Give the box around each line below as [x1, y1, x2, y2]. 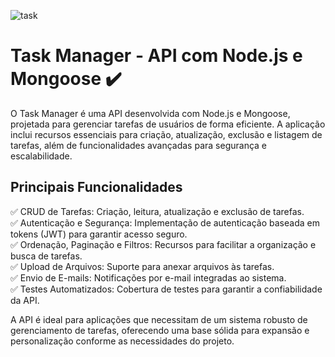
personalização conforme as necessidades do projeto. [10, 335, 235, 347]
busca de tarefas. [10, 250, 83, 262]
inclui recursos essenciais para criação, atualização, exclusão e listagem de [10, 128, 323, 140]
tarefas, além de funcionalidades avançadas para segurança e [10, 139, 268, 151]
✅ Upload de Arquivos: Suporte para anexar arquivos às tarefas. [10, 260, 275, 272]
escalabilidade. [10, 150, 73, 162]
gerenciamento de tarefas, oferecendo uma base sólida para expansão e [10, 324, 310, 336]
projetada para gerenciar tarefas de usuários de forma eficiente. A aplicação [10, 118, 326, 130]
